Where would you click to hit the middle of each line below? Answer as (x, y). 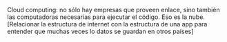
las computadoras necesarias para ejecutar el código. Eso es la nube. (106, 17)
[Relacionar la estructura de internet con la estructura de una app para (107, 24)
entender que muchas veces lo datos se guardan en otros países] (100, 31)
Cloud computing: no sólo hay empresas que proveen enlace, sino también (113, 10)
